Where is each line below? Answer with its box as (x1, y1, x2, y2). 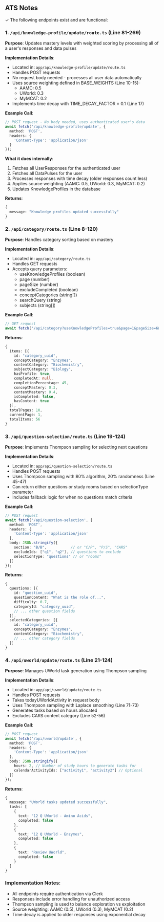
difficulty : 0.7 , (14, 599, 49, 604)
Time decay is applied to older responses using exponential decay (12, 911, 145, 917)
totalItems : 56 (9, 417, 41, 422)
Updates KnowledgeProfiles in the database (12, 186, 101, 192)
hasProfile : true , (14, 372, 51, 376)
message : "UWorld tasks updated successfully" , (9, 800, 108, 805)
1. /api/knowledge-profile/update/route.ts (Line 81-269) (5, 29, 141, 36)
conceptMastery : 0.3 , (14, 385, 58, 390)
